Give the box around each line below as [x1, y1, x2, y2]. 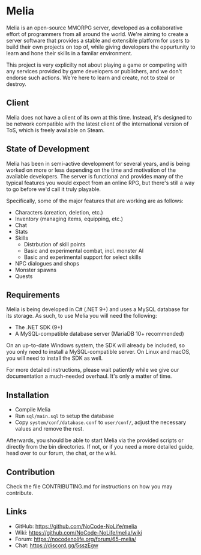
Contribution [6, 467, 55, 477]
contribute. [6, 490, 34, 496]
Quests [14, 272, 33, 280]
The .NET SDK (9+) [14, 324, 63, 331]
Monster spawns [14, 266, 57, 273]
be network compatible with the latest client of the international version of [6, 120, 189, 127]
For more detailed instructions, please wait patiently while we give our [6, 366, 179, 374]
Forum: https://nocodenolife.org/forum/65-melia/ [14, 535, 137, 542]
